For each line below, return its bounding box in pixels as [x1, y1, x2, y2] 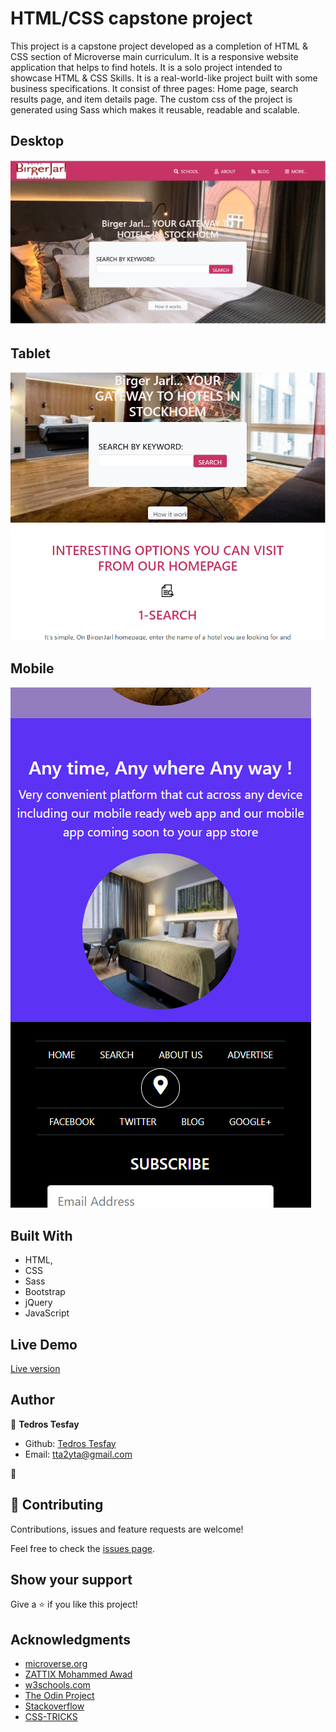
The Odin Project [24, 1690, 95, 1702]
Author [10, 1392, 55, 1409]
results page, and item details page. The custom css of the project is [10, 93, 293, 105]
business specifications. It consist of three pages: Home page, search [10, 82, 299, 94]
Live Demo [10, 1336, 78, 1353]
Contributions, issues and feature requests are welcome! [10, 1523, 244, 1535]
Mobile [10, 660, 55, 677]
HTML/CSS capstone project [10, 7, 253, 30]
